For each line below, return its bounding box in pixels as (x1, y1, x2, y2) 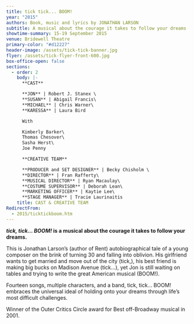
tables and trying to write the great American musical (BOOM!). (6, 270, 160, 277)
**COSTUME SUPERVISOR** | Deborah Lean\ (21, 183, 123, 190)
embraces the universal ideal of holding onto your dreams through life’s (6, 288, 180, 295)
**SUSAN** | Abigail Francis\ (21, 97, 96, 102)
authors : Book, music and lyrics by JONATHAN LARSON (6, 20, 139, 25)
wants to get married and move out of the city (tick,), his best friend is (6, 257, 177, 264)
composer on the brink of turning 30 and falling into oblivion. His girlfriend (6, 251, 187, 258)
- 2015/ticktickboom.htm (11, 211, 73, 217)
